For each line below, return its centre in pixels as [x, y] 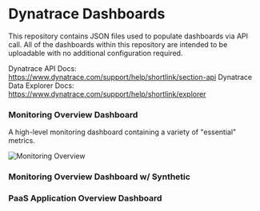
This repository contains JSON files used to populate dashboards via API [128, 36]
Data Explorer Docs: [41, 86]
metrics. [22, 141]
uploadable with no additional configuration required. [96, 53]
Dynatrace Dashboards [87, 14]
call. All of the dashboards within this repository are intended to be [118, 44]
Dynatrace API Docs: [43, 68]
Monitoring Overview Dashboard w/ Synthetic [99, 177]
